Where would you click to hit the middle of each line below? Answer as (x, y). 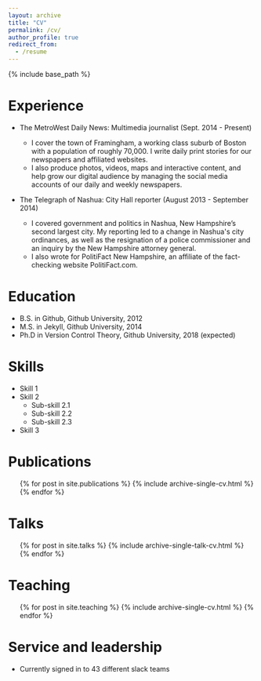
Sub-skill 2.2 (52, 413)
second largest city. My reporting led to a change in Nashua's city (138, 231)
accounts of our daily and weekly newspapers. (107, 184)
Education (42, 297)
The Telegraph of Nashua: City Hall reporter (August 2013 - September (134, 199)
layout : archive (34, 15)
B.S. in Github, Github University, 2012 (81, 318)
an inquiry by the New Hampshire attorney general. (114, 248)
